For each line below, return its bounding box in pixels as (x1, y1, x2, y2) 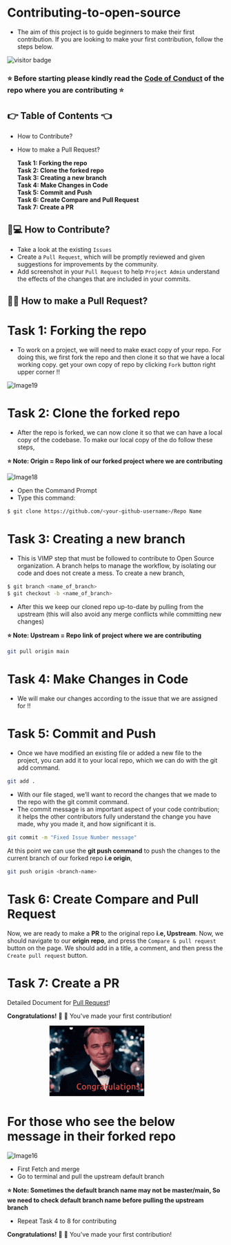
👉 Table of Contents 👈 (7, 110, 112, 122)
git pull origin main (7, 648, 70, 655)
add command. (17, 763, 61, 772)
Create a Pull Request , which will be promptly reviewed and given (17, 253, 205, 261)
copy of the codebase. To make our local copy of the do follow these (17, 435, 213, 444)
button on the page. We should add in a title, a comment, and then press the (7, 943, 223, 952)
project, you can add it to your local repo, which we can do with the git (17, 756, 218, 765)
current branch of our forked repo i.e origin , (7, 853, 132, 862)
